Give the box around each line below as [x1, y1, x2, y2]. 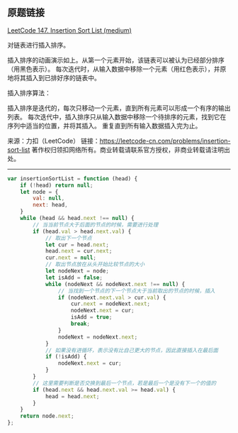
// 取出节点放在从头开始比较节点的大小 [45, 261, 145, 268]
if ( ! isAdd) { [45, 353, 87, 361]
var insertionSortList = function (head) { [7, 175, 138, 182]
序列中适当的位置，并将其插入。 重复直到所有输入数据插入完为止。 [7, 121, 202, 130]
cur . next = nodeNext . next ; [70, 300, 151, 307]
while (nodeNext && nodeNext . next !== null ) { [45, 280, 186, 287]
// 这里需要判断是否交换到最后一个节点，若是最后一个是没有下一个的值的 [33, 379, 217, 387]
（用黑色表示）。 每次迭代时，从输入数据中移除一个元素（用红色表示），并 [7, 65, 220, 73]
